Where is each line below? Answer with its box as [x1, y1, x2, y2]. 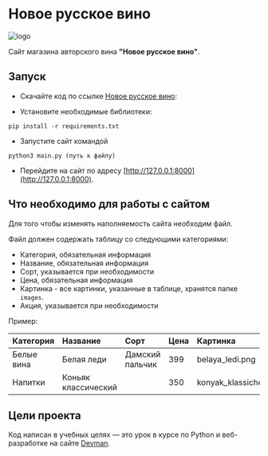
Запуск [8, 70, 46, 84]
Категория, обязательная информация [19, 250, 152, 259]
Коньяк [62, 371, 90, 382]
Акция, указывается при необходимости [19, 301, 159, 310]
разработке [8, 438, 48, 448]
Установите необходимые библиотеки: [19, 106, 152, 116]
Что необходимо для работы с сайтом [8, 198, 210, 211]
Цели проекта [8, 409, 81, 422]
